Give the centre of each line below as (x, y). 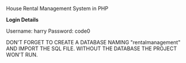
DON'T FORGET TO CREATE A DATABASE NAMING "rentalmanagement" (93, 42)
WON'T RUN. (22, 55)
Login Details (23, 20)
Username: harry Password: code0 (48, 31)
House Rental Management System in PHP (57, 8)
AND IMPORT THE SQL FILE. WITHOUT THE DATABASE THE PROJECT (92, 48)
